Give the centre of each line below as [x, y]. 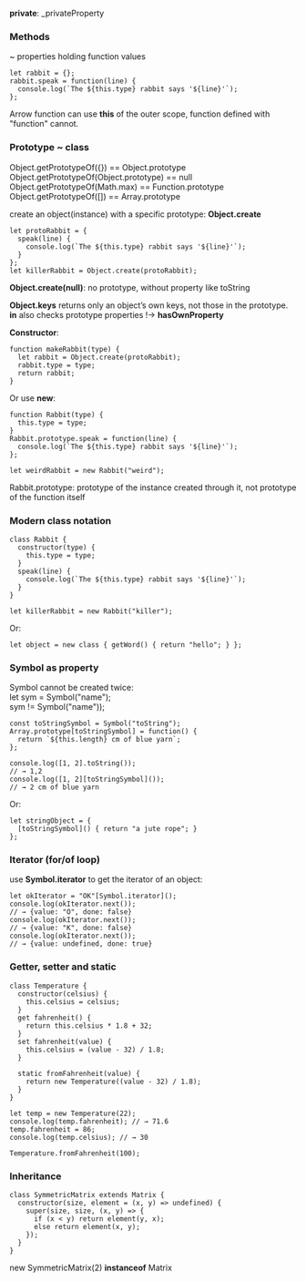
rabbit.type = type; [56, 365]
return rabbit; [46, 373]
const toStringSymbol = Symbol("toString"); [95, 723]
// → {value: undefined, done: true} [81, 944]
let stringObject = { [51, 821]
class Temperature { [49, 986]
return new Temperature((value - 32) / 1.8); [114, 1082]
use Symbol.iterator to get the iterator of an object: [106, 879]
